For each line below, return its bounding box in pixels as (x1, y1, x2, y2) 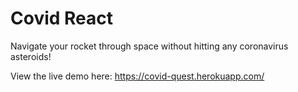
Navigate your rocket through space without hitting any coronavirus (10, 40, 289, 52)
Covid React (10, 7, 114, 30)
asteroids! (10, 50, 52, 62)
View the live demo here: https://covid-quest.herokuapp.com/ (10, 70, 265, 82)
